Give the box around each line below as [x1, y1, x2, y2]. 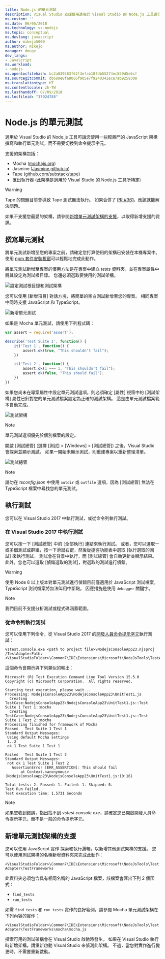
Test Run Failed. [5, 787, 41, 792]
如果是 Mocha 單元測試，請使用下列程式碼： [5, 320, 95, 326]
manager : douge [5, 48, 36, 53]
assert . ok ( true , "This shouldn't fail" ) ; [23, 348, 109, 353]
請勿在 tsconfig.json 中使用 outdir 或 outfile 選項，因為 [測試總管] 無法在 [5, 479, 155, 485]
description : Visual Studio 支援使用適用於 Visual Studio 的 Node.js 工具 [5, 12, 154, 17]
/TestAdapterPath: [5, 651, 43, 656]
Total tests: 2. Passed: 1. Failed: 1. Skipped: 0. [5, 782, 113, 788]
